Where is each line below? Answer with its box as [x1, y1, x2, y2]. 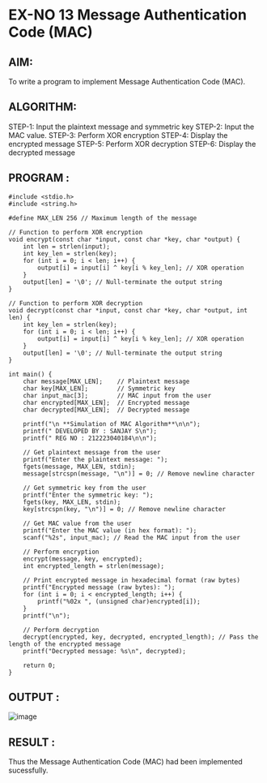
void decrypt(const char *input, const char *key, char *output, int [8, 306, 248, 314]
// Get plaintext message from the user [23, 448, 161, 456]
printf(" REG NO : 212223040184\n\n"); [23, 434, 158, 442]
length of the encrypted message [8, 639, 121, 648]
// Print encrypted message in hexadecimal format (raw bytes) [23, 576, 241, 584]
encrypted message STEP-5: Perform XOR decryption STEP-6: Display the [8, 139, 256, 148]
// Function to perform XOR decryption [8, 299, 143, 308]
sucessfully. [8, 765, 49, 776]
